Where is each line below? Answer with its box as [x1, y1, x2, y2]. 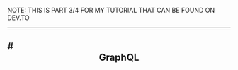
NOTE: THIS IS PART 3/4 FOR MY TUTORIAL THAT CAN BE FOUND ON [7, 6, 215, 14]
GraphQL [98, 52, 140, 64]
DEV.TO [7, 13, 30, 22]
